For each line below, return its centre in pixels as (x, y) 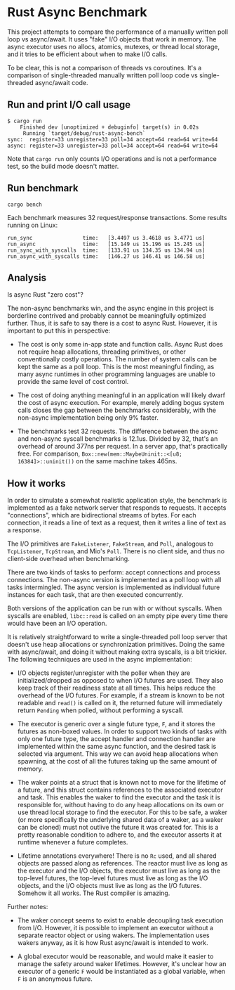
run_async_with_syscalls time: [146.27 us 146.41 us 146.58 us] (106, 256)
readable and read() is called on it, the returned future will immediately (120, 703)
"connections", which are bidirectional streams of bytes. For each (102, 515)
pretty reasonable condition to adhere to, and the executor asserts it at (120, 835)
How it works (36, 483)
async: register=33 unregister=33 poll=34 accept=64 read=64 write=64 (113, 146)
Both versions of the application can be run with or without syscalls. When (115, 608)
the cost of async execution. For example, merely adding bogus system (121, 403)
